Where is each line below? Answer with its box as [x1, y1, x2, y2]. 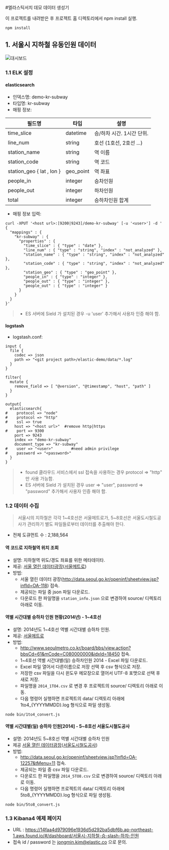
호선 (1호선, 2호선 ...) [94, 139, 143, 146]
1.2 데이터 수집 [5, 502, 39, 509]
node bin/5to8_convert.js [5, 802, 60, 807]
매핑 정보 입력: [12, 210, 42, 216]
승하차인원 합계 [94, 197, 129, 204]
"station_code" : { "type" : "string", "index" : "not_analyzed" [23, 261, 165, 266]
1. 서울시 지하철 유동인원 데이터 [5, 40, 96, 49]
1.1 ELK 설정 [5, 69, 33, 76]
